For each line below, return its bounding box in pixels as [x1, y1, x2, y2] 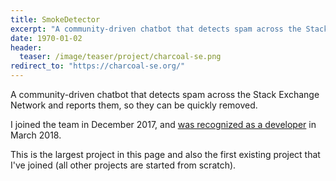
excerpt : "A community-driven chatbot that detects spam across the [10, 24, 302, 34]
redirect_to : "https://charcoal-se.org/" [10, 61, 186, 71]
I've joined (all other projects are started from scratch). [10, 159, 237, 171]
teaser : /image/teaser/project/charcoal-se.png [19, 52, 222, 62]
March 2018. [10, 129, 62, 141]
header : [10, 42, 43, 53]
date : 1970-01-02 [10, 33, 83, 43]
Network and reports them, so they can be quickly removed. [10, 99, 258, 111]
